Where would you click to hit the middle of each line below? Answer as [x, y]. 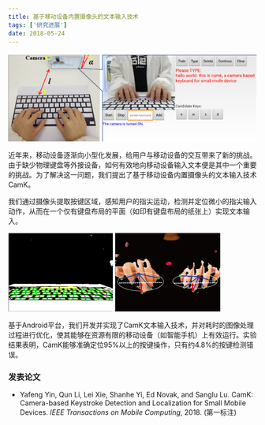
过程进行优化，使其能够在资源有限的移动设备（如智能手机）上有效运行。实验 [132, 335]
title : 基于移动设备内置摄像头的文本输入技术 [74, 17]
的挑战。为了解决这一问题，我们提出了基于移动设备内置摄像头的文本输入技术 [132, 175]
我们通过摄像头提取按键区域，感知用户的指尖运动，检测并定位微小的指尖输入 [132, 202]
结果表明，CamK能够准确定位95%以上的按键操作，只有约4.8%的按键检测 [127, 345]
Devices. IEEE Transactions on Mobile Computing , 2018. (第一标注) [128, 412]
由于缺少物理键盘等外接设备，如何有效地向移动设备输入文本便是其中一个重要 [132, 165]
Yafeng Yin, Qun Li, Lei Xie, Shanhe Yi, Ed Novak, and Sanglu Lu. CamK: [136, 395]
